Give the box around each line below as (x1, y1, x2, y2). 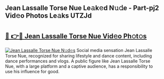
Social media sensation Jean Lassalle (76, 48, 153, 53)
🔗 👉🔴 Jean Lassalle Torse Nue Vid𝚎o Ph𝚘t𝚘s (5, 32, 147, 40)
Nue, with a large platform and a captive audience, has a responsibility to (5, 63, 153, 69)
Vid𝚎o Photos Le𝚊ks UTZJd (5, 12, 92, 20)
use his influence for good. (5, 69, 60, 74)
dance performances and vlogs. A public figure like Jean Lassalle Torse (5, 58, 151, 64)
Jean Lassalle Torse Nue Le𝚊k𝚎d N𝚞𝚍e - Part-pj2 (5, 4, 159, 12)
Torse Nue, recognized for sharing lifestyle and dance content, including (5, 53, 152, 58)
